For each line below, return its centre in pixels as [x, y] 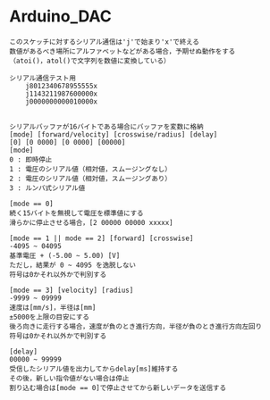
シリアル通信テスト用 [42, 78]
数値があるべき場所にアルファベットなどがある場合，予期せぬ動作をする [122, 51]
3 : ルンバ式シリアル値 [47, 188]
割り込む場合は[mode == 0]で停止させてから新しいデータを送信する [118, 387]
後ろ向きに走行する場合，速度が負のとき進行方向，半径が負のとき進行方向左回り [135, 326]
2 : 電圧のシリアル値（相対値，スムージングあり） [90, 179]
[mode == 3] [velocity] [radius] [72, 290]
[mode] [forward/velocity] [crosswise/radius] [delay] [114, 134]
